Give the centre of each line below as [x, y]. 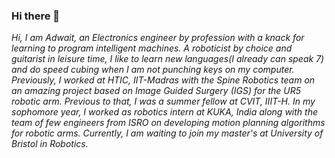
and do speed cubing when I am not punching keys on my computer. [153, 70]
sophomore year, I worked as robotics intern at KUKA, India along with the [164, 112]
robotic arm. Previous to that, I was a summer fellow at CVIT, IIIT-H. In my [163, 101]
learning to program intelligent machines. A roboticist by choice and [152, 48]
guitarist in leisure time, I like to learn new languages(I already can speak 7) [168, 59]
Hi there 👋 [36, 16]
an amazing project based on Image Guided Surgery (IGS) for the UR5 [156, 91]
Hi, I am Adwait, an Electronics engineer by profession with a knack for [158, 38]
